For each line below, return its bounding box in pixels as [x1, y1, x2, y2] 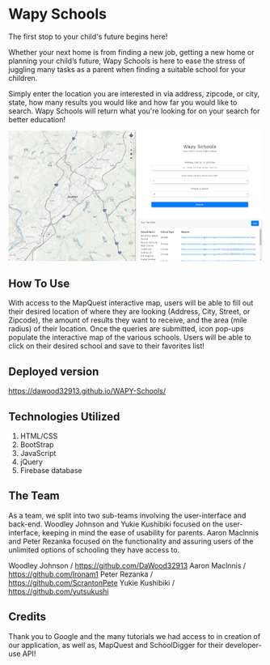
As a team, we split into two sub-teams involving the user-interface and [8, 510, 247, 520]
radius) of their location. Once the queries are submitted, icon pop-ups [8, 324, 244, 334]
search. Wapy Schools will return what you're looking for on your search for [8, 106, 260, 116]
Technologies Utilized [8, 410, 120, 424]
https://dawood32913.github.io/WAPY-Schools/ [8, 386, 167, 396]
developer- [225, 640, 262, 650]
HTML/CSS [19, 431, 58, 441]
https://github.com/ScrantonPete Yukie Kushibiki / [8, 578, 175, 587]
